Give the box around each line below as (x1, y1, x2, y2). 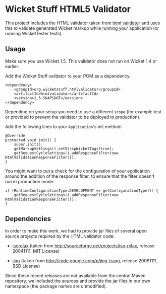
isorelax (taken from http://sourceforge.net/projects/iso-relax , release (12, 242, 155, 249)
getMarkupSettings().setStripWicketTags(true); (14, 146, 114, 151)
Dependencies (5, 215, 51, 223)
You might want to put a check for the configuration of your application (5, 168, 150, 174)
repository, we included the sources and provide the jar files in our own (5, 278, 151, 284)
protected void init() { (5, 138, 56, 143)
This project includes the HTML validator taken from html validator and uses (5, 20, 160, 26)
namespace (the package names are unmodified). (5, 283, 107, 289)
